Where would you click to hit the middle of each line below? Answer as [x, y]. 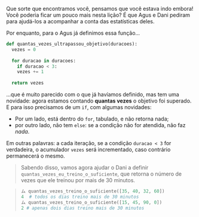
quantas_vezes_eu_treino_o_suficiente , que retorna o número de [101, 174]
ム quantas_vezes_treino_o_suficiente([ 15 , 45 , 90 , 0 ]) [91, 202]
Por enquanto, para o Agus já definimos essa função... [73, 33]
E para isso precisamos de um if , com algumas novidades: [79, 107]
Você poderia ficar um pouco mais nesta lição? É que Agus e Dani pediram [98, 15]
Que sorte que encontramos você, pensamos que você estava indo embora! [100, 9]
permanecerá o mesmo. [36, 156]
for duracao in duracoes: [44, 61]
